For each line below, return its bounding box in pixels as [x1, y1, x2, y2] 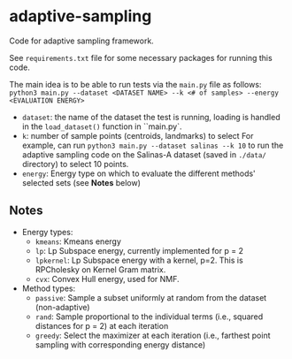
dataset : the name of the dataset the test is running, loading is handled [21, 111, 280, 122]
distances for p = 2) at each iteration [35, 320, 169, 331]
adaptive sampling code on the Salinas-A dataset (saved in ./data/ [21, 149, 267, 160]
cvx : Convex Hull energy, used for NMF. [35, 273, 180, 284]
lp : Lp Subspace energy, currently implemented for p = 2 [35, 245, 243, 256]
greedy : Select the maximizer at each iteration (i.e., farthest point [35, 330, 271, 340]
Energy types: [21, 226, 73, 237]
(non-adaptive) [35, 302, 90, 312]
